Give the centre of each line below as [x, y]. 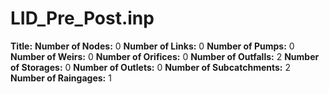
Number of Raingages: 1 [61, 78]
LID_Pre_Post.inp [82, 18]
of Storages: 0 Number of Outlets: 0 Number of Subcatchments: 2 [150, 67]
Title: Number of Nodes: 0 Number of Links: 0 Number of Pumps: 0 [152, 46]
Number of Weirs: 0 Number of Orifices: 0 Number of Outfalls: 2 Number [165, 56]
